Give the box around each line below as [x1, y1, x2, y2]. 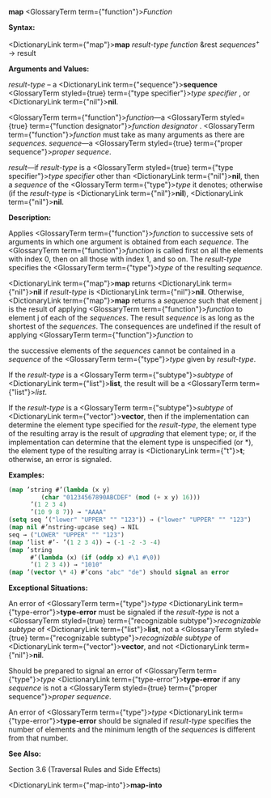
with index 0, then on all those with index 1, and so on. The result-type [8, 254, 242, 264]
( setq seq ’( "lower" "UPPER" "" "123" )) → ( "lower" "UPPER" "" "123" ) [8, 516, 252, 524]
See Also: [8, 749, 42, 759]
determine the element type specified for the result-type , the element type [8, 420, 257, 430]
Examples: [8, 469, 44, 480]
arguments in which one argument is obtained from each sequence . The [8, 236, 249, 246]
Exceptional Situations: [8, 583, 88, 593]
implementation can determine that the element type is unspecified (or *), [8, 437, 253, 447]
